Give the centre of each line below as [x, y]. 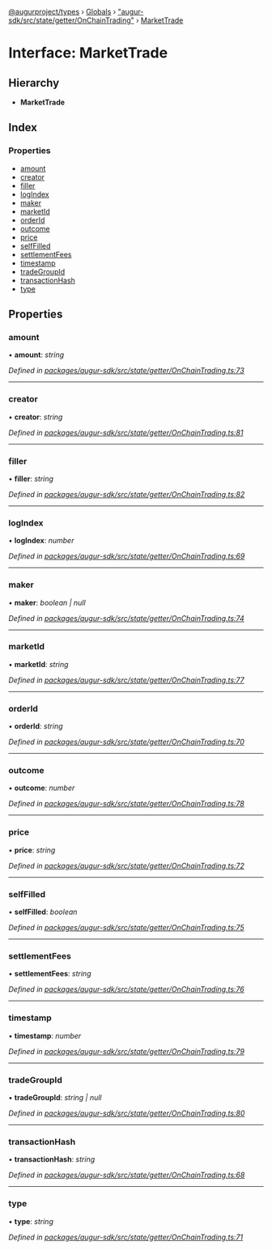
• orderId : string [36, 726]
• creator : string [36, 417]
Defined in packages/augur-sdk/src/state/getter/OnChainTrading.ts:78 [126, 804]
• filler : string [31, 478]
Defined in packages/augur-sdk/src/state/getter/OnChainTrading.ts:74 [126, 618]
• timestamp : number [45, 1035]
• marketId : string [38, 664]
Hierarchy [34, 83]
